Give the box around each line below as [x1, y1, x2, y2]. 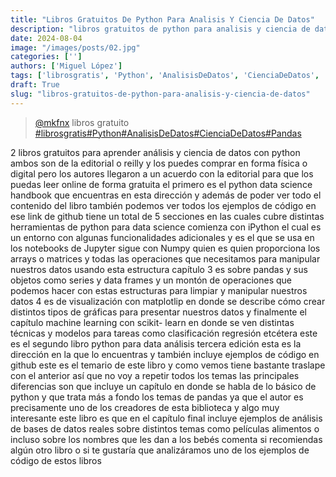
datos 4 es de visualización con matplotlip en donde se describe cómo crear [10, 295, 326, 307]
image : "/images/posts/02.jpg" [10, 42, 141, 53]
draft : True [10, 80, 60, 90]
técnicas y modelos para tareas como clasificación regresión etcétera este [10, 327, 318, 339]
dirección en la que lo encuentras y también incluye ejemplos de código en [10, 348, 320, 360]
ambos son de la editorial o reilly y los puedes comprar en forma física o [10, 157, 308, 169]
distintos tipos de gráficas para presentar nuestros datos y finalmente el [10, 306, 307, 318]
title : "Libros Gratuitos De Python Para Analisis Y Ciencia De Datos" [10, 14, 315, 25]
